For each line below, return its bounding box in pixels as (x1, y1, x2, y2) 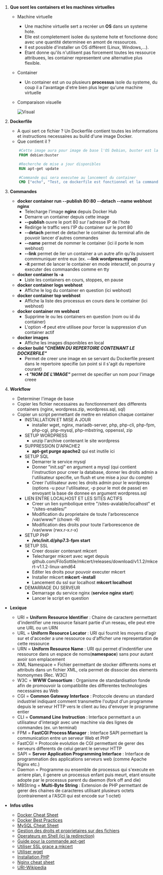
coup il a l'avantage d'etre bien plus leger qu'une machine (24, 84, 143, 90)
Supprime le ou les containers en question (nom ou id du (24, 314, 140, 320)
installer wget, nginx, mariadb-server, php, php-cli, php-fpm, (32, 422, 156, 428)
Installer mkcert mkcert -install (32, 574, 96, 580)
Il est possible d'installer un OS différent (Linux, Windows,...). (24, 44, 149, 50)
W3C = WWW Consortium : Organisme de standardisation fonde (17, 677, 151, 683)
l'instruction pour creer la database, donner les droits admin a (32, 469, 158, 475)
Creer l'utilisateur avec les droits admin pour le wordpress (32, 480, 150, 486)
